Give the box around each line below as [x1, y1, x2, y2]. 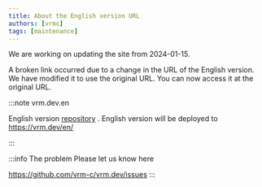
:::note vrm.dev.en [8, 98, 70, 108]
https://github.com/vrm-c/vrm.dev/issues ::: [8, 170, 156, 180]
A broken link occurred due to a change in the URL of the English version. [8, 65, 255, 75]
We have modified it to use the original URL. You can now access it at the [8, 74, 254, 84]
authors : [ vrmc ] [8, 20, 63, 28]
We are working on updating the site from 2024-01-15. [8, 50, 190, 59]
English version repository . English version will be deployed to [8, 114, 218, 124]
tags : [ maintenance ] [8, 27, 79, 35]
